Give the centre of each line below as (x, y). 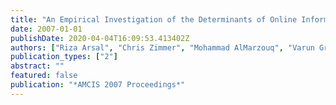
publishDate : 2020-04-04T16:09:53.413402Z (100, 38)
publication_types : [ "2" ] (64, 57)
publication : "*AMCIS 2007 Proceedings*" (98, 85)
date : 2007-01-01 (46, 29)
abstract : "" (37, 66)
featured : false (44, 76)
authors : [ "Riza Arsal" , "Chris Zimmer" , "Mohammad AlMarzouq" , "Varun (162, 47)
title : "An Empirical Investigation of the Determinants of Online (154, 19)
